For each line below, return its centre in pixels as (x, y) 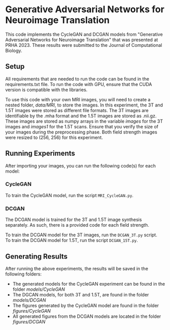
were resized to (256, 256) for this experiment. (54, 137)
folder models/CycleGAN (39, 289)
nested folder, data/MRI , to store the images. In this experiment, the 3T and (84, 105)
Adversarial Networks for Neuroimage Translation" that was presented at (82, 40)
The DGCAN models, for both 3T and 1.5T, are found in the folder (81, 294)
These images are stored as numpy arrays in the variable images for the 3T (84, 121)
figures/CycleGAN (32, 311)
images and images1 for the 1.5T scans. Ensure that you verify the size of (82, 126)
